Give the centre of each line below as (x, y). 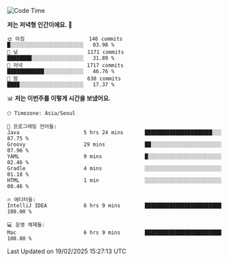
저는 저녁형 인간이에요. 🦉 (40, 25)
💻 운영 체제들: (26, 225)
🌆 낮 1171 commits (66, 52)
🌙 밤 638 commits (64, 79)
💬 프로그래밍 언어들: (32, 127)
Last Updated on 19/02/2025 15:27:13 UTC (67, 251)
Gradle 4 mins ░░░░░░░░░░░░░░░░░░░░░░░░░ (114, 168)
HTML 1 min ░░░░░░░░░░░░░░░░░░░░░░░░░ (114, 181)
